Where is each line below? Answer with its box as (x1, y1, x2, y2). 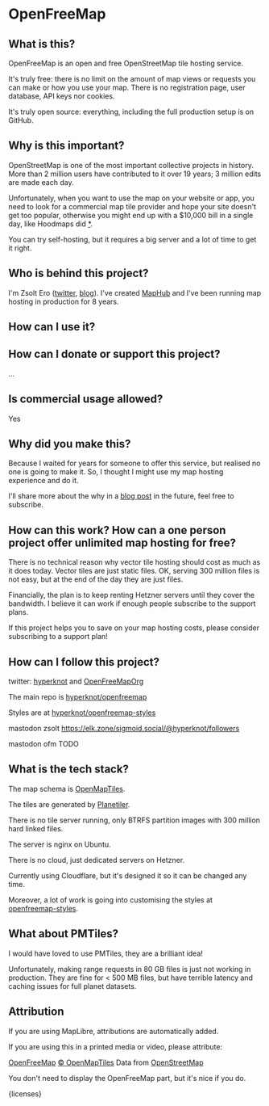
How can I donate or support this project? (8, 347, 221, 361)
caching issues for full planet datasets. (8, 981, 137, 990)
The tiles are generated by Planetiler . (8, 799, 130, 809)
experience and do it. (8, 476, 79, 486)
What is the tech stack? (8, 763, 129, 776)
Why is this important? (8, 139, 125, 153)
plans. (8, 608, 29, 617)
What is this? (8, 37, 76, 51)
